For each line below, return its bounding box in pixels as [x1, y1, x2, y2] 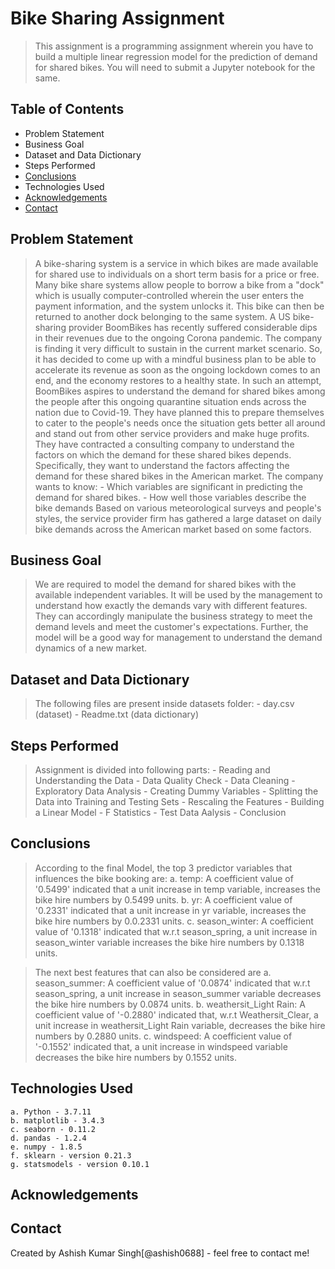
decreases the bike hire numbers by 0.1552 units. [34, 1051, 237, 1063]
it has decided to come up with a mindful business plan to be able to [34, 353, 317, 365]
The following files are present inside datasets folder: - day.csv [34, 698, 295, 710]
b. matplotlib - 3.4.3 [10, 1115, 105, 1126]
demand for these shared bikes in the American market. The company [34, 470, 324, 482]
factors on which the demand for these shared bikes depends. [34, 448, 292, 461]
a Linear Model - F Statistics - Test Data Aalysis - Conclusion [34, 807, 287, 818]
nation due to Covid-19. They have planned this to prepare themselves [34, 406, 325, 418]
